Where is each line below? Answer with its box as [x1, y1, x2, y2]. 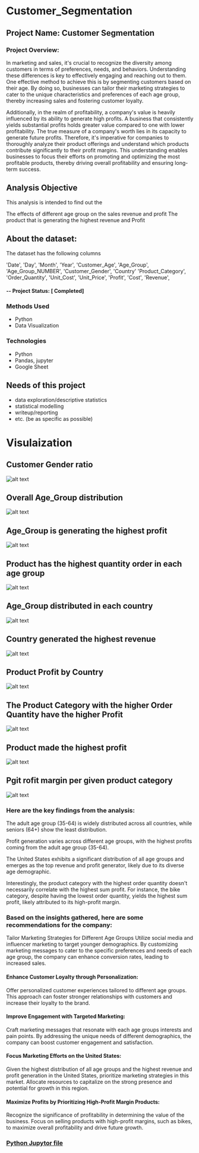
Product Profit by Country [6, 667, 104, 677]
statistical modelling [14, 402, 64, 410]
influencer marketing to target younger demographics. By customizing [6, 940, 178, 948]
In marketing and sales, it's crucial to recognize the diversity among [6, 59, 172, 66]
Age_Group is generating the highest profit [6, 526, 168, 536]
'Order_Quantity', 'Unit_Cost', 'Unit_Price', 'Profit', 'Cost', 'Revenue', [6, 274, 170, 281]
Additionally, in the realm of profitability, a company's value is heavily [6, 108, 175, 115]
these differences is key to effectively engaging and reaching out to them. [6, 71, 187, 79]
